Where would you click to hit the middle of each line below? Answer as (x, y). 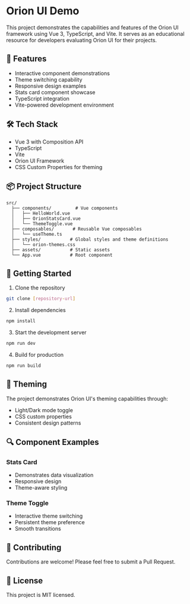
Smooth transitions (38, 529)
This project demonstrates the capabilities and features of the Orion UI (93, 27)
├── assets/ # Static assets (61, 250)
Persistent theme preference (50, 522)
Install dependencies (40, 310)
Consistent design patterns (48, 423)
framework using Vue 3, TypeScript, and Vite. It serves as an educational (96, 33)
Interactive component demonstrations (62, 73)
